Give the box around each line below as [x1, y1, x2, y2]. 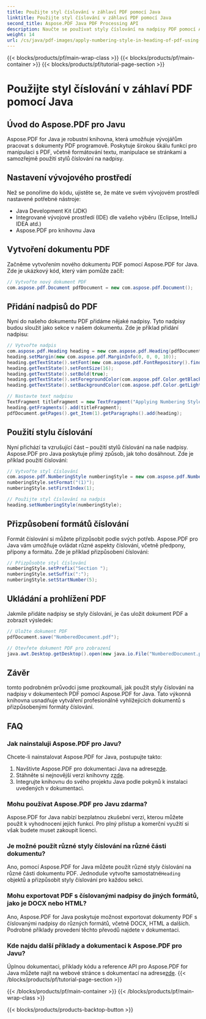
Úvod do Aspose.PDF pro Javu [7, 119, 126, 130]
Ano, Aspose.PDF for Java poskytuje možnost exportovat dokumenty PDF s [7, 913, 197, 920]
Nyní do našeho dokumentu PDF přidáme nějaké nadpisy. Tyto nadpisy [7, 318, 186, 325]
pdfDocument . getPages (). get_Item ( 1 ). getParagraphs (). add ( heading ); [7, 410, 183, 416]
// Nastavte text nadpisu [7, 393, 73, 400]
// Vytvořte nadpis [7, 343, 57, 349]
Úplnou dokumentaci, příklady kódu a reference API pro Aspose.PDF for [7, 963, 188, 970]
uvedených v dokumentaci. [15, 784, 84, 792]
